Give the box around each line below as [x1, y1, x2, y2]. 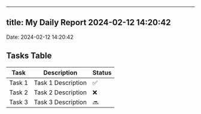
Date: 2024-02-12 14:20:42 [6, 33, 74, 41]
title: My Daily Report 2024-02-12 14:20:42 [6, 17, 171, 27]
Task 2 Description [33, 88, 87, 96]
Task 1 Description [33, 78, 87, 87]
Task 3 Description [33, 98, 87, 106]
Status [92, 68, 112, 76]
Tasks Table [6, 51, 52, 61]
